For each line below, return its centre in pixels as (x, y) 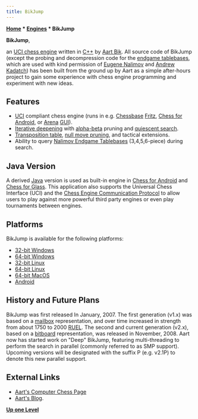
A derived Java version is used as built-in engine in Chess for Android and (97, 180)
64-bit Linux (30, 269)
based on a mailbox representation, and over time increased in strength (94, 320)
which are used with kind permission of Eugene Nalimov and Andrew (91, 64)
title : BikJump (25, 12)
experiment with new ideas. (40, 83)
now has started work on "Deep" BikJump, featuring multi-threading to (93, 339)
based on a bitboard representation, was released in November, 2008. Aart (98, 334)
